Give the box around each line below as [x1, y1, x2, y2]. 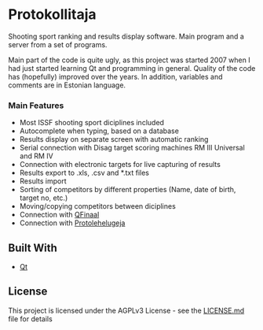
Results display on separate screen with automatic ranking [19, 135, 209, 144]
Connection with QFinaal [19, 210, 100, 220]
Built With [8, 241, 57, 254]
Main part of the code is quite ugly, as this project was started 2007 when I [8, 55, 250, 65]
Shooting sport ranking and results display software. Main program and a [8, 32, 245, 41]
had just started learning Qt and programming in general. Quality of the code [8, 63, 256, 72]
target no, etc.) [19, 193, 68, 202]
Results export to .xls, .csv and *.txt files [19, 168, 150, 178]
